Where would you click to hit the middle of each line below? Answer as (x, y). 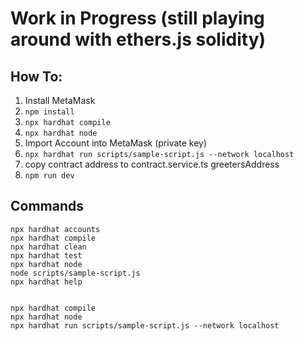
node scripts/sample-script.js (75, 273)
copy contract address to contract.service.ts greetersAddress (152, 164)
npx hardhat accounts (55, 229)
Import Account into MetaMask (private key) (116, 143)
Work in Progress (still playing (137, 18)
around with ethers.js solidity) (138, 39)
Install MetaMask (60, 100)
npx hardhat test (46, 255)
